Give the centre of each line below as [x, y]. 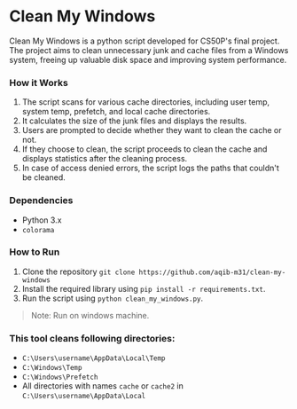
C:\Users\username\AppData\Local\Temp [94, 358]
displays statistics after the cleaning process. [105, 159]
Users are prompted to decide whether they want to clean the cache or [152, 130]
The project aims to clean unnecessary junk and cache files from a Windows [149, 50]
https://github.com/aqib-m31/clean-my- [212, 272]
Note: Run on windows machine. [90, 315]
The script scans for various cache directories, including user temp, [146, 102]
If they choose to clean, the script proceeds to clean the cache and [145, 149]
